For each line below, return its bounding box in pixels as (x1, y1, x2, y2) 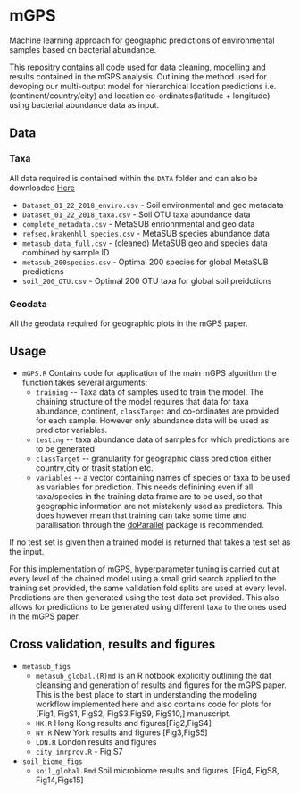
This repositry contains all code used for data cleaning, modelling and (9, 62, 266, 72)
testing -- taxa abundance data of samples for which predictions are (35, 434, 290, 445)
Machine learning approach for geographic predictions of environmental (9, 35, 275, 46)
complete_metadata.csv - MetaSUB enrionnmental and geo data (21, 218, 255, 229)
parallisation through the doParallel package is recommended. (35, 519, 265, 530)
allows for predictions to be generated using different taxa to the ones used (9, 601, 287, 612)
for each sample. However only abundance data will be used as (35, 414, 270, 425)
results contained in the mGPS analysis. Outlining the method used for (9, 71, 268, 81)
